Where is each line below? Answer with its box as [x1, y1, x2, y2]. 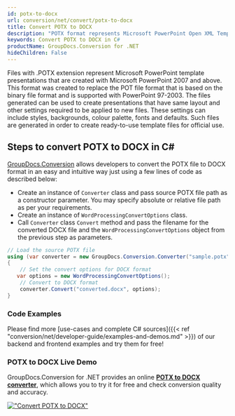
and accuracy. [7, 388, 48, 396]
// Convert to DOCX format [20, 279, 99, 286]
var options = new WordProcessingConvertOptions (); [16, 273, 171, 280]
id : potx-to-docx [7, 10, 58, 18]
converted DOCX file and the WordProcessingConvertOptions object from [17, 225, 225, 234]
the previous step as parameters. [17, 233, 113, 241]
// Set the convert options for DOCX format [20, 266, 152, 274]
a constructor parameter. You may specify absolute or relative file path [17, 196, 221, 204]
